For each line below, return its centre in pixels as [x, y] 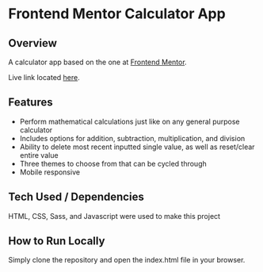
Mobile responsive [50, 172]
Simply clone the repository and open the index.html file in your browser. [127, 260]
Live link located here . [44, 77]
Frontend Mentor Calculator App [117, 14]
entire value [39, 155]
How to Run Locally [57, 241]
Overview [33, 43]
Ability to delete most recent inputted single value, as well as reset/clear [137, 147]
